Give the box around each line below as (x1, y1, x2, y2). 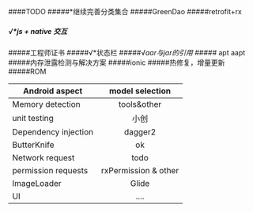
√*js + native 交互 (8, 26, 68, 36)
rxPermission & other (100, 165, 179, 176)
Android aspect (23, 85, 83, 97)
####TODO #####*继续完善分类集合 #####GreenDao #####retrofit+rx (8, 7, 243, 16)
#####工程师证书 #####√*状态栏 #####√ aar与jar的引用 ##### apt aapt (8, 47, 246, 57)
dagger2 (123, 126, 157, 137)
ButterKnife (12, 139, 55, 150)
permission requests (12, 165, 89, 176)
